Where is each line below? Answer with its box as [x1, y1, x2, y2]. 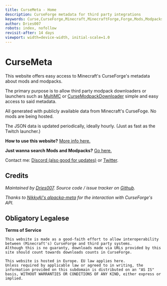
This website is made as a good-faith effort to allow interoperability [5, 237, 159, 242]
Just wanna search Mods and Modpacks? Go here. [5, 147, 112, 153]
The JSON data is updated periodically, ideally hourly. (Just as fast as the [5, 123, 156, 129]
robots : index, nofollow [5, 26, 57, 31]
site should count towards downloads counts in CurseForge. [5, 250, 133, 255]
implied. [5, 276, 23, 281]
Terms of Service [5, 227, 41, 233]
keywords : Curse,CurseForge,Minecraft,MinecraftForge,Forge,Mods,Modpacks [5, 16, 164, 21]
